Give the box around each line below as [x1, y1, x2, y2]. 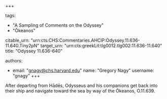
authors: [5, 58, 23, 63]
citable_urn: [5, 37, 30, 43]
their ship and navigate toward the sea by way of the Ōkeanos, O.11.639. [5, 88, 155, 93]
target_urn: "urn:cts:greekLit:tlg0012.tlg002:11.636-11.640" [40, 43, 162, 48]
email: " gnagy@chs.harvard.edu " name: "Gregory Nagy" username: [12, 67, 154, 73]
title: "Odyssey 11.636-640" [5, 48, 63, 54]
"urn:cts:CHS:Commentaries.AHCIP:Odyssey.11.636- [30, 37, 140, 43]
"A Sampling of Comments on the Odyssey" [12, 22, 104, 28]
